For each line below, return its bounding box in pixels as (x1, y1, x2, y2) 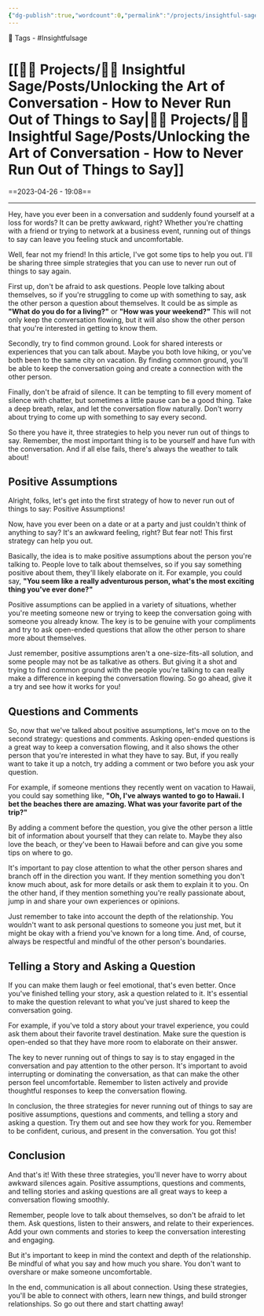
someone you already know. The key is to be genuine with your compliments (8, 617, 256, 626)
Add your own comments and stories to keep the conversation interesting (8, 1226, 246, 1236)
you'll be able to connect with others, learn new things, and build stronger (8, 1290, 247, 1300)
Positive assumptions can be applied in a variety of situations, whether (8, 600, 237, 610)
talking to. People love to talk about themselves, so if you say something (8, 559, 242, 570)
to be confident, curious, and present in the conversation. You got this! (8, 1127, 237, 1135)
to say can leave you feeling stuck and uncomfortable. (8, 234, 184, 244)
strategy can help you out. (8, 536, 93, 546)
